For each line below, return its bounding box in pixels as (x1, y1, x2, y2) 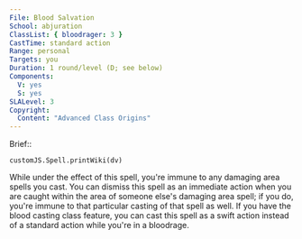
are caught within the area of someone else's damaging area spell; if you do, (9, 191, 294, 202)
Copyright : (9, 106, 50, 115)
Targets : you (9, 55, 59, 64)
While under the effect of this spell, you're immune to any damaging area (9, 172, 280, 183)
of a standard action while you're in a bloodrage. (9, 220, 189, 231)
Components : (9, 72, 54, 81)
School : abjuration (9, 22, 83, 31)
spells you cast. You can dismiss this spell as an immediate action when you (9, 181, 292, 192)
